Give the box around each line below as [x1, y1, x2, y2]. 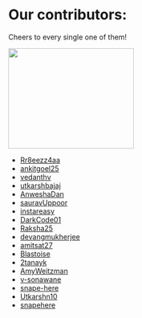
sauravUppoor [19, 198, 68, 207]
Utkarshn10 [19, 291, 58, 301]
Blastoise [19, 249, 51, 259]
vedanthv [19, 172, 51, 181]
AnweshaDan [19, 189, 64, 198]
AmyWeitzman [19, 266, 68, 275]
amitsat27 [19, 240, 54, 250]
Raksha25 [19, 223, 54, 233]
